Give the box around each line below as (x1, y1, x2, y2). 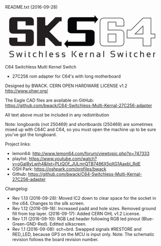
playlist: (12, 156, 28, 161)
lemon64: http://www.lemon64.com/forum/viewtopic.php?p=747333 (12, 150, 150, 156)
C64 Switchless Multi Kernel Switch (5, 64, 76, 70)
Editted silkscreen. (49, 221, 87, 227)
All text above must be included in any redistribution (5, 112, 109, 118)
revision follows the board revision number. (12, 236, 99, 242)
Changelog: (5, 186, 28, 192)
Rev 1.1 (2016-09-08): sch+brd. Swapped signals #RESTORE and (12, 226, 142, 232)
